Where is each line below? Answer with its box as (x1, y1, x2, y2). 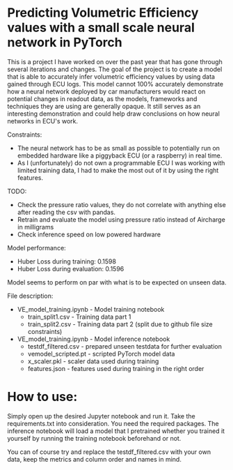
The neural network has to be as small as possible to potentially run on (17, 144, 220, 152)
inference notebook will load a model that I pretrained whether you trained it (7, 427, 225, 435)
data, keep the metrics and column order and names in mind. (7, 455, 182, 463)
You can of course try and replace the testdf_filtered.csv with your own (7, 448, 211, 456)
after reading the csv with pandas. (17, 208, 116, 216)
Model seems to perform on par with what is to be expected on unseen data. (7, 278, 227, 287)
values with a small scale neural (7, 20, 195, 36)
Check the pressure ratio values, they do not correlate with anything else (17, 200, 226, 209)
